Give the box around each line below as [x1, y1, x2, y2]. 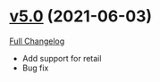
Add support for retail [21, 53, 102, 63]
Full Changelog [9, 36, 65, 46]
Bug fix [21, 62, 49, 73]
